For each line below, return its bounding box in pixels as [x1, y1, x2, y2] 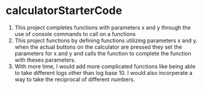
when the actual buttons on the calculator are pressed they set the [14, 43, 183, 51]
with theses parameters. [14, 56, 76, 63]
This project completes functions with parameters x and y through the [14, 24, 191, 31]
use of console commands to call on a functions [14, 30, 136, 37]
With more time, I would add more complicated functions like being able [14, 62, 196, 70]
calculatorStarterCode [6, 4, 123, 18]
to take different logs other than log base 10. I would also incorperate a [14, 69, 193, 76]
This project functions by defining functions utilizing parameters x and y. [14, 37, 197, 44]
